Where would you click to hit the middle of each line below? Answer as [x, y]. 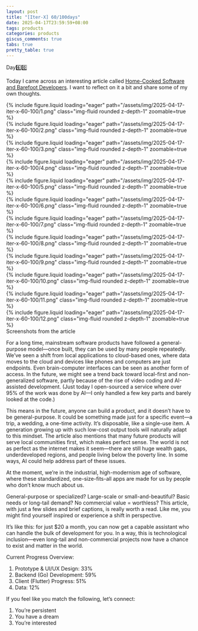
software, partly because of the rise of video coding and [105, 380]
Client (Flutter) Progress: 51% [51, 581]
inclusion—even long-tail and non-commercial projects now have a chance [97, 539]
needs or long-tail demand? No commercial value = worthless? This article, [98, 503]
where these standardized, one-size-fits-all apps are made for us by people [98, 478]
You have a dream [37, 616]
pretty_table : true [30, 50]
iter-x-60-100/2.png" [32, 130]
